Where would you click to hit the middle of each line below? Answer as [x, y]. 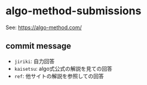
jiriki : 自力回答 [34, 61]
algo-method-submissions [73, 11]
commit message [39, 46]
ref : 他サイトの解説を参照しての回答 [59, 76]
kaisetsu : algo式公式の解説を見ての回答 [63, 68]
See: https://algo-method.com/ [44, 27]
